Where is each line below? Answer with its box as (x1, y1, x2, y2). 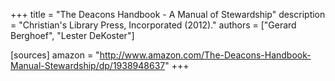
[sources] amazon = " (10, 49, 100, 61)
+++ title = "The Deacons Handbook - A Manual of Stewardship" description (10, 9, 326, 20)
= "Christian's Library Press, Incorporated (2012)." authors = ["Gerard (10, 19, 297, 31)
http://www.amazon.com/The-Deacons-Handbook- (99, 49, 312, 61)
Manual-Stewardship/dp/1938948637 (10, 60, 166, 71)
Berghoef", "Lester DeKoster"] (10, 30, 135, 41)
